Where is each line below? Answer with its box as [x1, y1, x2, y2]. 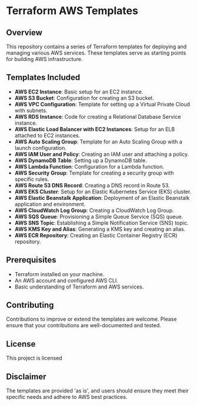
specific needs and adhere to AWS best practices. [6, 394, 128, 401]
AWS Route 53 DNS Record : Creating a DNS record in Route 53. [14, 182, 170, 189]
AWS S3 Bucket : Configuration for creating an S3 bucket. [14, 94, 155, 101]
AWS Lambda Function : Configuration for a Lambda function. [14, 163, 165, 170]
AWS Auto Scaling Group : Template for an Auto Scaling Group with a [14, 138, 182, 145]
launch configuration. [14, 144, 66, 151]
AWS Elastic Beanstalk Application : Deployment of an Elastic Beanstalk [14, 194, 190, 201]
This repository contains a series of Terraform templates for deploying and [6, 43, 187, 50]
